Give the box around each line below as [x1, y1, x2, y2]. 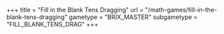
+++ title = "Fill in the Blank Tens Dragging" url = [6, 6, 144, 14]
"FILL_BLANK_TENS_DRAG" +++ [6, 20, 99, 28]
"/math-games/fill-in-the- [145, 6, 217, 14]
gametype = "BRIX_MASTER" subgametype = [69, 13, 198, 21]
